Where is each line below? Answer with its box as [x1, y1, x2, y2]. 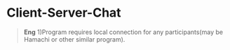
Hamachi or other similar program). [23, 35, 126, 43]
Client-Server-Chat [6, 5, 121, 21]
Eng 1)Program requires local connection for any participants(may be [23, 28, 224, 36]
